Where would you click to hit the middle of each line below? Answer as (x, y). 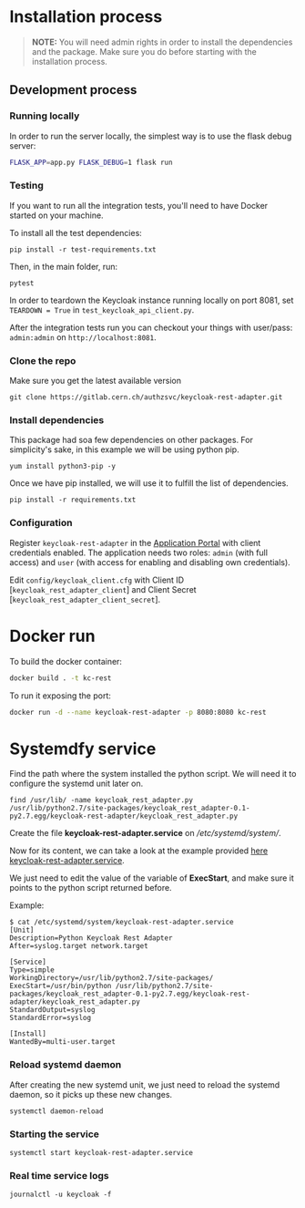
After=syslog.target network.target (79, 946)
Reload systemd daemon (66, 1065)
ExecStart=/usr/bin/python (61, 986)
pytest (22, 283)
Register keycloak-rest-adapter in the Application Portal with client (135, 542)
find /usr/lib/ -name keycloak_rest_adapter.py (102, 800)
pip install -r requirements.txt (73, 500)
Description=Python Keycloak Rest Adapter (91, 938)
